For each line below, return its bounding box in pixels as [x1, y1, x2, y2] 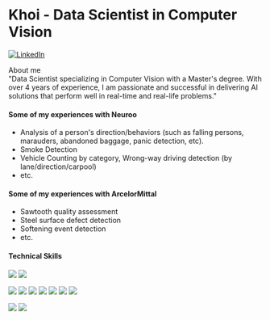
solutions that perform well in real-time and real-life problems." [8, 91, 218, 100]
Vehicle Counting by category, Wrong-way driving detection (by [19, 154, 232, 163]
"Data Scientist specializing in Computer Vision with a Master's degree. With [8, 74, 262, 83]
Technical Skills [8, 251, 63, 260]
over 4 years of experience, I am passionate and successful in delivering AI [8, 82, 259, 92]
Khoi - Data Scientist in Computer [8, 6, 238, 24]
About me [8, 65, 41, 74]
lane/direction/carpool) [19, 162, 97, 171]
